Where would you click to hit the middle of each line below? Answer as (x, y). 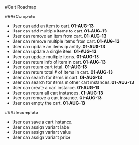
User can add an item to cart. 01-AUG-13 (53, 26)
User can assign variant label (41, 127)
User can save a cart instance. (42, 122)
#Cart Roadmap (21, 7)
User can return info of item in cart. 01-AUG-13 (59, 62)
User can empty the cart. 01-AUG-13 (49, 103)
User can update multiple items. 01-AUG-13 (55, 57)
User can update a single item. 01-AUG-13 (54, 51)
